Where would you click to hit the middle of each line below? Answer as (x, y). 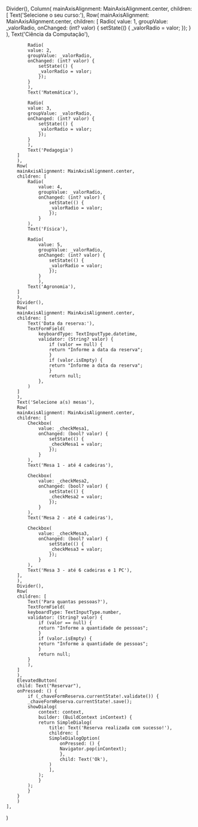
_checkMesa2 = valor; (76, 497)
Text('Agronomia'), (52, 287)
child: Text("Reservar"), (49, 686)
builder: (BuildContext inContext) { (85, 717)
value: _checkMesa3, (64, 534)
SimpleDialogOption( (74, 738)
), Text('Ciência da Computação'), (48, 34)
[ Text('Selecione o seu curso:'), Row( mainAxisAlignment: (78, 15)
